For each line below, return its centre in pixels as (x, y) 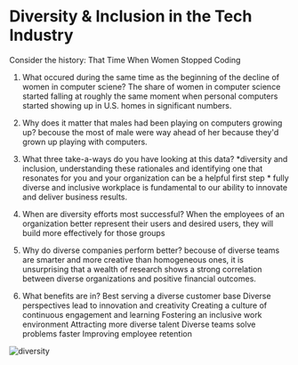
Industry (41, 35)
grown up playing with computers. (85, 142)
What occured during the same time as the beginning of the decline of (151, 77)
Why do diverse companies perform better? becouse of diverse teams (151, 250)
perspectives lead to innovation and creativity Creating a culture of (145, 305)
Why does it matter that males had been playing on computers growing (152, 123)
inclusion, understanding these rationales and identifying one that (142, 168)
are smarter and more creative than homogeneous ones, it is (133, 259)
